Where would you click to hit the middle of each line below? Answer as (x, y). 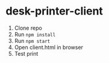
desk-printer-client (54, 11)
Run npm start (32, 41)
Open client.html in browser (49, 47)
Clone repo (28, 28)
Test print (26, 53)
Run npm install (35, 34)
